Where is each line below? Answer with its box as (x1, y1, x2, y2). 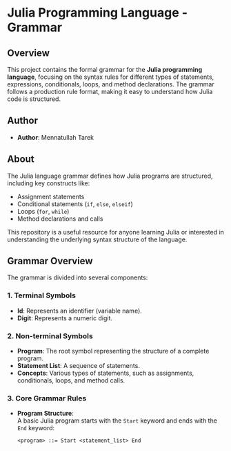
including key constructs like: (7, 178, 90, 187)
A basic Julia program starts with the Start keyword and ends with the (17, 416, 217, 425)
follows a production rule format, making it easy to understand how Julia (7, 88, 213, 95)
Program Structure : (17, 409, 74, 418)
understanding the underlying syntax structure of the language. (7, 235, 188, 243)
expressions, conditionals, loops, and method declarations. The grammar (7, 80, 215, 88)
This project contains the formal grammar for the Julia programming (7, 66, 203, 73)
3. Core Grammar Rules (7, 393, 87, 403)
